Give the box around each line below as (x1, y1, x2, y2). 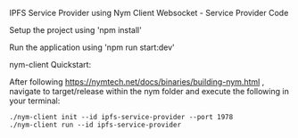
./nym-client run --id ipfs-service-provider (9, 120, 181, 129)
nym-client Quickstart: (9, 60, 92, 69)
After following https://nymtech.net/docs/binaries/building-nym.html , (9, 77, 265, 87)
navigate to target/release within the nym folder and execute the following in (9, 86, 290, 96)
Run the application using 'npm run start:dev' (9, 42, 176, 53)
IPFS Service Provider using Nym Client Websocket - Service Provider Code (9, 8, 289, 18)
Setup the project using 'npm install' (9, 25, 143, 35)
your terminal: (9, 95, 61, 106)
